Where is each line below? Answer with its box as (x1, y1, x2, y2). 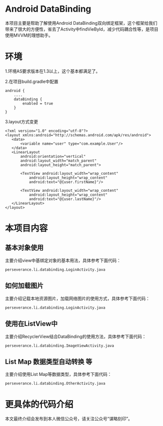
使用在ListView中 (5, 320, 58, 328)
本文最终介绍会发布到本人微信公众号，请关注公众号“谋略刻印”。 (5, 416, 133, 422)
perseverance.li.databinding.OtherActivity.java (5, 381, 106, 386)
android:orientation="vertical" (20, 154, 86, 159)
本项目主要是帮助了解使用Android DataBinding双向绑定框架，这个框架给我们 (5, 20, 157, 26)
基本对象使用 (5, 243, 44, 252)
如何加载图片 (5, 281, 44, 290)
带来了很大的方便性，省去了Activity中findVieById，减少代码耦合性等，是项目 (5, 26, 159, 32)
